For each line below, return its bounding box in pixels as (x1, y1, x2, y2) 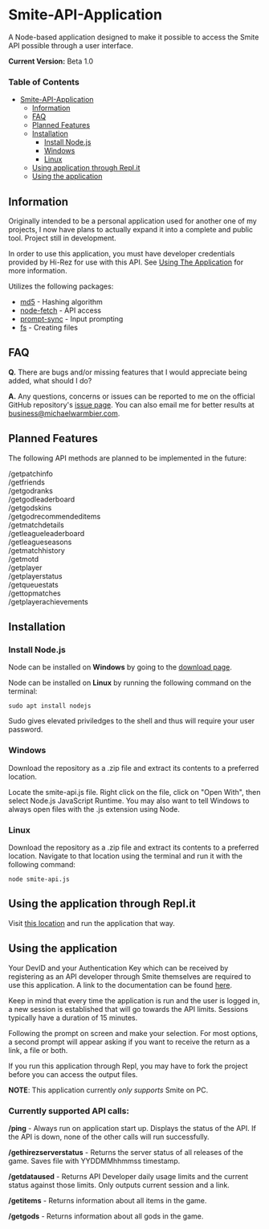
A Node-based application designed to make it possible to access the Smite (8, 32, 259, 42)
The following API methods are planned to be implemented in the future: (8, 453, 247, 463)
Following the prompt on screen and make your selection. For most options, (8, 1028, 259, 1038)
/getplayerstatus (8, 571, 63, 580)
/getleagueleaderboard (8, 528, 85, 538)
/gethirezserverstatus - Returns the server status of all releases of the (8, 1147, 243, 1157)
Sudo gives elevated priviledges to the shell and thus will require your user (8, 716, 255, 726)
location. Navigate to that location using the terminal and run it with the (8, 850, 243, 861)
